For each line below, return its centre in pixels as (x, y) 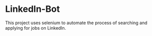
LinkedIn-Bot (33, 9)
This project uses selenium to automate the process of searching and (76, 23)
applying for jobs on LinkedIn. (36, 28)
